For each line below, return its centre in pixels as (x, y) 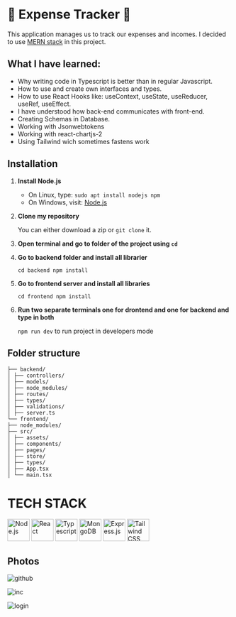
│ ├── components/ (34, 444)
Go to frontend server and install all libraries (84, 283)
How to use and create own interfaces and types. (90, 89)
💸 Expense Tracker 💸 (69, 15)
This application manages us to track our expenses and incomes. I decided (117, 34)
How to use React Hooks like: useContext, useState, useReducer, (112, 96)
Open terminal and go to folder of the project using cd (98, 244)
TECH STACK (47, 503)
